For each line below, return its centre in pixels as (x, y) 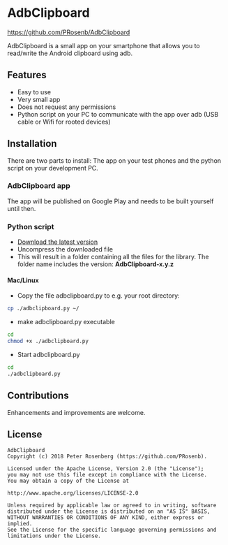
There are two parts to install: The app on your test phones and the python (114, 160)
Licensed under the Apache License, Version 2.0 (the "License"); (106, 469)
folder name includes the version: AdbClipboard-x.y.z (96, 264)
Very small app (39, 99)
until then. (22, 208)
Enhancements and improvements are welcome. (76, 412)
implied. (20, 524)
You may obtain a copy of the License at (68, 481)
